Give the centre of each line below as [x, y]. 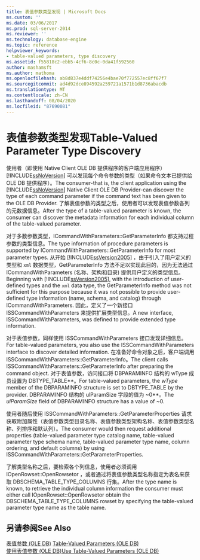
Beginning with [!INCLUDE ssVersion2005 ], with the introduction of [88, 279]
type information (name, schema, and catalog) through [94, 298]
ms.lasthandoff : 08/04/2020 [41, 101]
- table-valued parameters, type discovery [61, 56]
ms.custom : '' [24, 17]
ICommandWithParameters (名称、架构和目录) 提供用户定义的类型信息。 [95, 272]
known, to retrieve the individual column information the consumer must [95, 489]
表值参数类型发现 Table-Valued [82, 138]
